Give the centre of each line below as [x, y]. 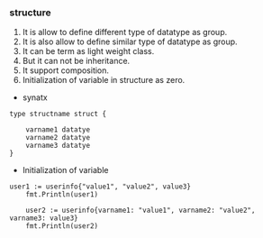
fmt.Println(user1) [62, 195]
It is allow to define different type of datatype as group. [125, 32]
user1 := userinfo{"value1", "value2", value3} [100, 187]
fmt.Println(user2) [62, 226]
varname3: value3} [44, 218]
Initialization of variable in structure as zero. [104, 80]
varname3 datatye [58, 146]
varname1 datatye [58, 130]
